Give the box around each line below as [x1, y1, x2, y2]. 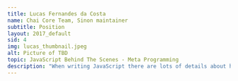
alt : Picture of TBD [7, 50, 69, 57]
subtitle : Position [7, 23, 65, 30]
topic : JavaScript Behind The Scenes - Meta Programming [7, 56, 179, 63]
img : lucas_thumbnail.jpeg [7, 43, 87, 50]
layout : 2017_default [7, 30, 72, 37]
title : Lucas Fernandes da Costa [7, 10, 106, 18]
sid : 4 [7, 37, 27, 44]
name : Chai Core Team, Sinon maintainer [7, 17, 129, 24]
